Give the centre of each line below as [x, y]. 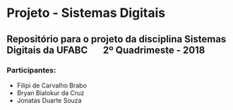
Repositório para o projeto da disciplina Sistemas [116, 39]
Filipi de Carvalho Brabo [52, 85]
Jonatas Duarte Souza [49, 100]
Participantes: [31, 70]
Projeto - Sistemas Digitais [86, 13]
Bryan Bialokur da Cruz [50, 92]
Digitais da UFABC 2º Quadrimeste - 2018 [106, 50]
